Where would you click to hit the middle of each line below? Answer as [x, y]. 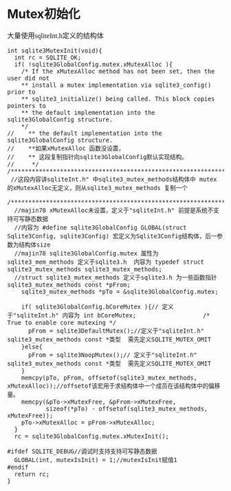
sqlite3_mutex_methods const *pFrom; [69, 284]
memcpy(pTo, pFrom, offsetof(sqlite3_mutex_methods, [109, 377]
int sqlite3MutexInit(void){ [55, 50]
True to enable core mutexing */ [62, 322]
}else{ [32, 346]
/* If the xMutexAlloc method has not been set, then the [118, 71]
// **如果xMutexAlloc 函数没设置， [66, 148]
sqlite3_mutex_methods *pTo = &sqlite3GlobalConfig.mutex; [120, 291]
